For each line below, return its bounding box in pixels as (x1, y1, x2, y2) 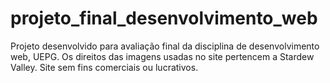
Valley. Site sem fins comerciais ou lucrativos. (10, 61, 199, 73)
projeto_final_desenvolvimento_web (10, 7, 318, 30)
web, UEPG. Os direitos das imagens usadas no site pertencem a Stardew (10, 50, 315, 62)
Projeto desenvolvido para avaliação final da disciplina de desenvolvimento (10, 40, 320, 52)
